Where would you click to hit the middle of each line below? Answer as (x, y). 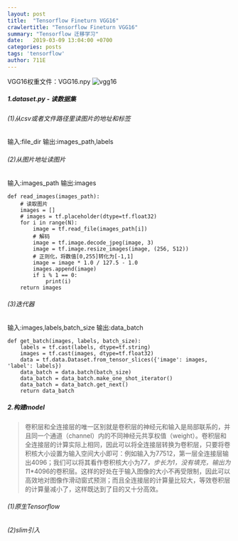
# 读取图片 (34, 204)
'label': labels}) (34, 366)
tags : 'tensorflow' (36, 54)
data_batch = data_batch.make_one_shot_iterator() (97, 378)
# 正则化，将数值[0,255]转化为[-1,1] (83, 256)
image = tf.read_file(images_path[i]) (90, 229)
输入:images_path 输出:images (52, 183)
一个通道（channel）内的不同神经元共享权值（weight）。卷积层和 (132, 436)
